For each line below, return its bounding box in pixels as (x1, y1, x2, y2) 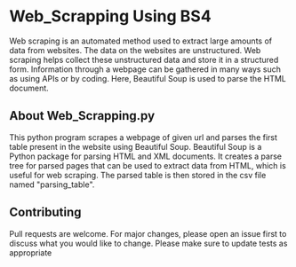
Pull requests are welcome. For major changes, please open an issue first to (9, 228, 287, 239)
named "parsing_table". (9, 179, 95, 190)
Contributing (9, 205, 82, 220)
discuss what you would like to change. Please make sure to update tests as (9, 238, 288, 248)
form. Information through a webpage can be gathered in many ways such (9, 64, 282, 75)
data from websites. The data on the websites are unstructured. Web (9, 44, 261, 55)
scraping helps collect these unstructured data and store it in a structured (9, 54, 279, 65)
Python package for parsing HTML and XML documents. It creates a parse (9, 151, 283, 161)
